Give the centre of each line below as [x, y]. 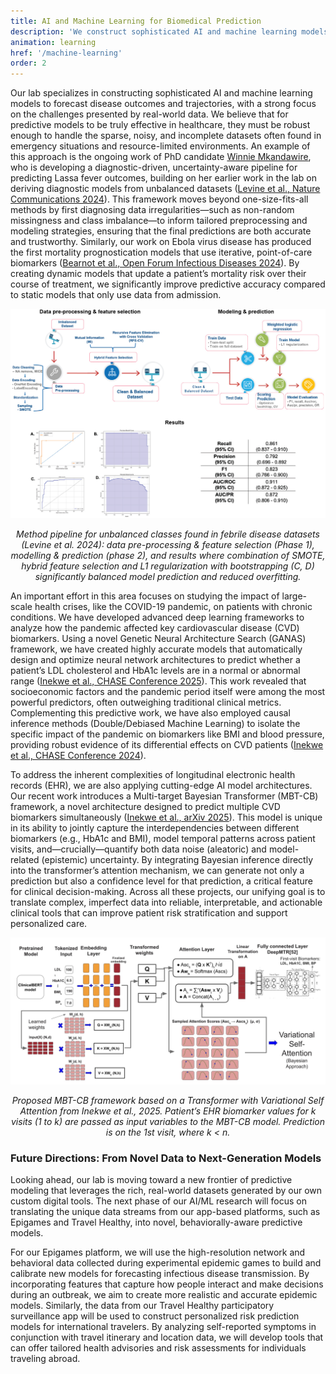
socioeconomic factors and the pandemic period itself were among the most [168, 692]
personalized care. [49, 924]
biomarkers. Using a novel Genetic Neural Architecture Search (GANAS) [158, 639]
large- [294, 596]
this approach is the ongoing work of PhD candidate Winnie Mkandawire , [161, 157]
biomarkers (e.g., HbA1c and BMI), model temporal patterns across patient [163, 839]
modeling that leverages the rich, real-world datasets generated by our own [166, 1190]
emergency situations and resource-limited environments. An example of [160, 146]
